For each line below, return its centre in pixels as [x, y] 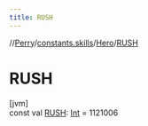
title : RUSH [31, 17]
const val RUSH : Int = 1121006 [64, 113]
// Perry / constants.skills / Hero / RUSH [74, 43]
